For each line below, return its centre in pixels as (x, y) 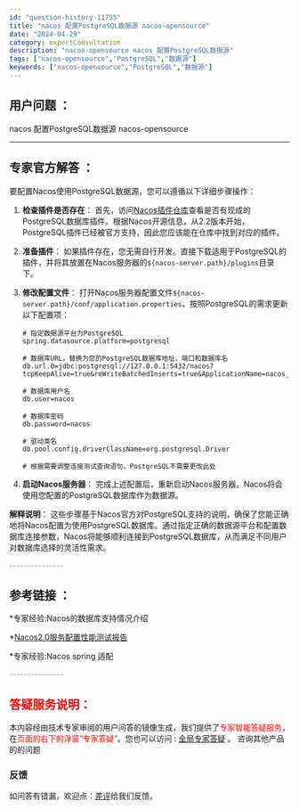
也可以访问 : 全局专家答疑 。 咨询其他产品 (209, 739)
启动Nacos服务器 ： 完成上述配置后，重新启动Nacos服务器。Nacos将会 (152, 484)
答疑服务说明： (50, 704)
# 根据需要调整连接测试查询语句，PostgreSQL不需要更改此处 (119, 466)
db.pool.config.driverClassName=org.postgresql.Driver (126, 449)
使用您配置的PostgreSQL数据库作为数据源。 (103, 494)
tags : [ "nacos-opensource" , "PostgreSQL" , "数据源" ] (103, 59)
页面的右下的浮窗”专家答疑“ (68, 739)
